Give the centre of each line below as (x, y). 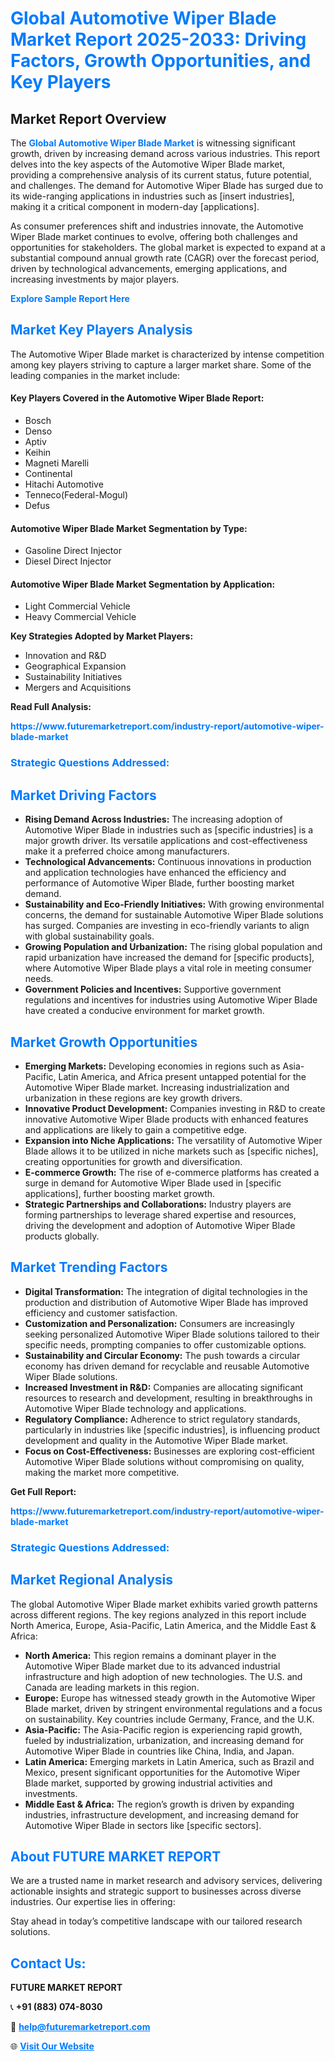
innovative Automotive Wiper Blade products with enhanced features (166, 1119)
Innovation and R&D (65, 656)
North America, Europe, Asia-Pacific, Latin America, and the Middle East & (163, 1625)
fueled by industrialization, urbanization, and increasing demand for (164, 1740)
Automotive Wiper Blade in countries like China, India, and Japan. (159, 1751)
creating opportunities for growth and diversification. (133, 1161)
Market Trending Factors (89, 1267)
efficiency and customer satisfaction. (101, 1313)
